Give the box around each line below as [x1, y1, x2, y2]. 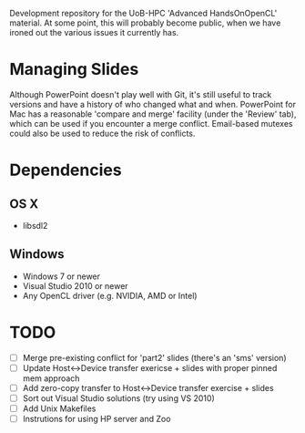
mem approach [22, 373, 80, 384]
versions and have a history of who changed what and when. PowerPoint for [9, 98, 296, 109]
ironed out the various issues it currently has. [9, 27, 179, 37]
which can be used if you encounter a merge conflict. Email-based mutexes [9, 118, 293, 129]
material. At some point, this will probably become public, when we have [9, 17, 281, 28]
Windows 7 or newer [22, 271, 101, 282]
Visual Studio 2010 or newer [22, 280, 129, 291]
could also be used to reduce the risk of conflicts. [9, 128, 196, 139]
